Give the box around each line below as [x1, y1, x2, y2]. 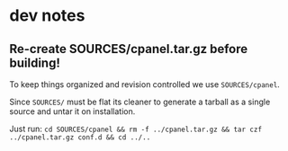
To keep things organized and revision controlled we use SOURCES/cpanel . [9, 79, 281, 90]
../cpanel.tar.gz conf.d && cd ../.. [9, 133, 151, 142]
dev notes [9, 5, 85, 26]
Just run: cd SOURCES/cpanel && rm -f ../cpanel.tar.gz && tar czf [9, 123, 263, 134]
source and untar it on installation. [9, 106, 136, 117]
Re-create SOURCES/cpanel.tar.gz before [9, 41, 248, 57]
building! [9, 55, 61, 70]
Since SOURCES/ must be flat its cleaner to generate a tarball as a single [9, 96, 271, 107]
